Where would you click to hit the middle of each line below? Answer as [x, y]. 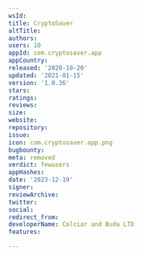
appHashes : [26, 172]
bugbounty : [26, 150]
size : [17, 113]
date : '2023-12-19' [41, 180]
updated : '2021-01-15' [46, 75]
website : [23, 120]
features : [25, 232]
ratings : [23, 98]
